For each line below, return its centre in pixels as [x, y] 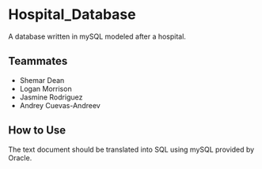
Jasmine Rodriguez [51, 97]
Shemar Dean [42, 80]
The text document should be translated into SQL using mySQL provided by [131, 149]
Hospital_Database [72, 15]
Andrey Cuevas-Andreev [60, 105]
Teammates [38, 61]
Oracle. [20, 158]
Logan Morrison [46, 88]
